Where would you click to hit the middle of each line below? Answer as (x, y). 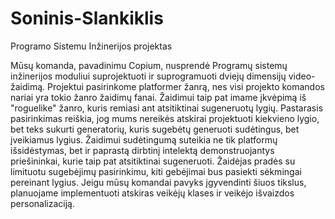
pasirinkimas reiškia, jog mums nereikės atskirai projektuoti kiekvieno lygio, (165, 118)
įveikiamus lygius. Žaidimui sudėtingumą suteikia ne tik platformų (144, 139)
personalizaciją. (42, 203)
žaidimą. (28, 86)
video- (302, 76)
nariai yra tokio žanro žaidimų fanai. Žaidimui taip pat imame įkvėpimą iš (158, 97)
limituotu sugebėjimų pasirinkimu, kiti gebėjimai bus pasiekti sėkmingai (156, 171)
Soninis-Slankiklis (87, 18)
